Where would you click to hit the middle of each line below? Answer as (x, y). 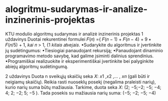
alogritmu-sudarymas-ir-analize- (76, 9)
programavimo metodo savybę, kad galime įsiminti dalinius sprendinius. (79, 56)
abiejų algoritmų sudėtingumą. (37, 66)
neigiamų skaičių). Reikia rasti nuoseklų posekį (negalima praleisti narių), (81, 82)
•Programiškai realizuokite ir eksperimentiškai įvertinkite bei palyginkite (79, 61)
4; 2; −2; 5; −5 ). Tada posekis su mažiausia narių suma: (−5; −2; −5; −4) (81, 93)
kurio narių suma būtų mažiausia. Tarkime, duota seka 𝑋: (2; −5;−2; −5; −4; (83, 87)
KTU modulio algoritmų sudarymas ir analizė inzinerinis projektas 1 (74, 34)
